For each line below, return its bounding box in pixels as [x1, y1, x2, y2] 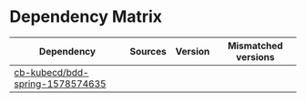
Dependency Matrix [9, 6, 162, 27]
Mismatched [227, 39, 284, 52]
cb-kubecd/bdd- [14, 66, 89, 78]
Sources [129, 45, 167, 57]
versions [236, 50, 275, 63]
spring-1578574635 [14, 77, 107, 90]
